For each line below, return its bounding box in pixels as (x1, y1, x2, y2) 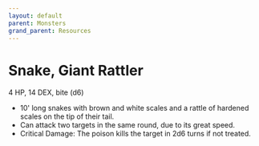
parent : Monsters (8, 19, 67, 27)
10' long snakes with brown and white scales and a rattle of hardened (19, 103, 249, 113)
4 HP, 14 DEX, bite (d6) (8, 87, 84, 97)
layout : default (8, 11, 63, 20)
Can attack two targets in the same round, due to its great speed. (19, 120, 235, 130)
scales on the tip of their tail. (19, 112, 115, 121)
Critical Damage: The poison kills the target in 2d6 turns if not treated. (19, 129, 251, 139)
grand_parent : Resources (8, 26, 91, 34)
